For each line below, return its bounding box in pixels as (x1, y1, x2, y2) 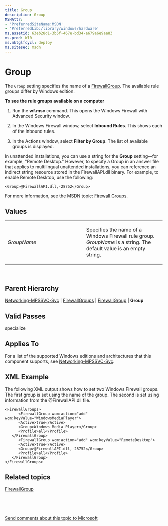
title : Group (5, 7, 32, 13)
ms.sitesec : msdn (5, 45, 41, 50)
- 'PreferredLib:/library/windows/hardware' (5, 26, 99, 31)
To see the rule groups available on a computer (5, 98, 105, 104)
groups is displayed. (12, 143, 54, 149)
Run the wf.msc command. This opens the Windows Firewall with (12, 107, 148, 113)
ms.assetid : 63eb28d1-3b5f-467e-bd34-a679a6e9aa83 (5, 31, 113, 36)
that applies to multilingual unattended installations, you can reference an (5, 164, 156, 170)
